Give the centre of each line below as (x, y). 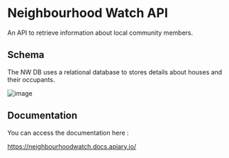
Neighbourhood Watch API (88, 13)
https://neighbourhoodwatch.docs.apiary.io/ (72, 146)
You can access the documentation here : (68, 132)
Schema (26, 55)
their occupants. (31, 79)
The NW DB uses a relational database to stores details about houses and (115, 72)
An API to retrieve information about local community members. (100, 33)
